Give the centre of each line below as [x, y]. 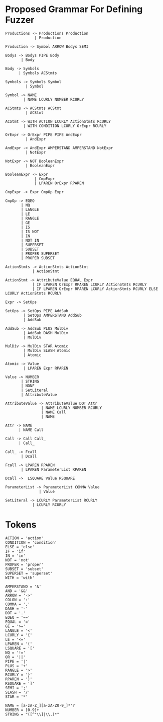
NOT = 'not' [18, 560]
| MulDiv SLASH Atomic [47, 350]
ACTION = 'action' [24, 538]
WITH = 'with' [20, 577]
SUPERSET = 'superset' [29, 573]
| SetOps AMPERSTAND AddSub [52, 315]
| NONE [28, 386]
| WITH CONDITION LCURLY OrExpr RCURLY [65, 126]
